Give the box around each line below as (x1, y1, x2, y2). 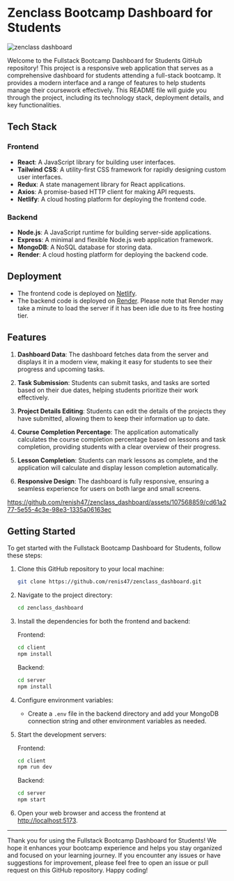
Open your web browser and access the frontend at (17, 809, 166, 818)
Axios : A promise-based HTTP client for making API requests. (17, 187, 196, 196)
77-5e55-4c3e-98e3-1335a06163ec (7, 505, 111, 513)
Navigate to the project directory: (17, 591, 113, 599)
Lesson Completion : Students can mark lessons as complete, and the (17, 455, 218, 465)
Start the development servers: (17, 730, 107, 739)
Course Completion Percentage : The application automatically (17, 428, 198, 436)
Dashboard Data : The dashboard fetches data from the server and (17, 350, 209, 359)
